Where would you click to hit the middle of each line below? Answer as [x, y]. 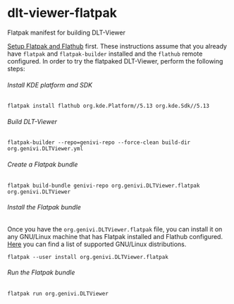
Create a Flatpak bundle [43, 164]
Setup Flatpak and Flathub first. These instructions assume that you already [117, 46]
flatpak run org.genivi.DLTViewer [58, 293]
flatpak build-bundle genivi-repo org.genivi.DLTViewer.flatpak [104, 186]
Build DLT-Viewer [32, 121]
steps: [16, 68]
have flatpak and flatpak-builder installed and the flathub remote [105, 54]
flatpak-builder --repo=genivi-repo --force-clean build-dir [99, 142]
